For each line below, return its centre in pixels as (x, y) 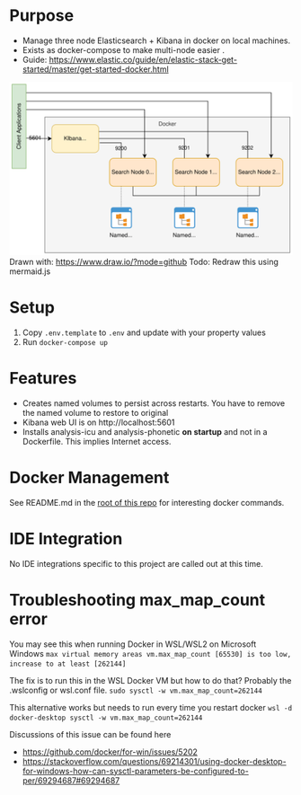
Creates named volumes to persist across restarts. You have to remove (154, 403)
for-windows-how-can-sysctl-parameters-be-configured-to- (135, 771)
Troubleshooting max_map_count (137, 600)
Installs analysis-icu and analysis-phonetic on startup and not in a (145, 431)
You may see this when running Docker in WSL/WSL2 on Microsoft (133, 644)
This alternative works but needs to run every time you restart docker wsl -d (151, 707)
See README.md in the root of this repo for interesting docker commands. (147, 502)
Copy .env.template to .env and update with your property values (144, 332)
